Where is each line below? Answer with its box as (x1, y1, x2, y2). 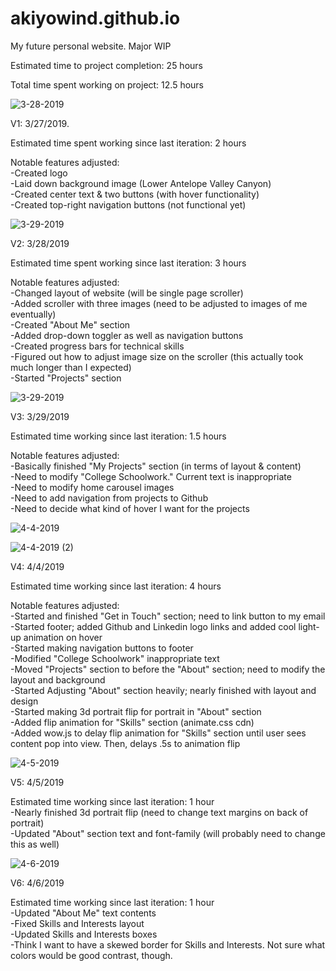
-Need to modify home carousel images (10, 481, 175, 493)
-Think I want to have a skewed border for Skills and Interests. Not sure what (10, 938, 326, 951)
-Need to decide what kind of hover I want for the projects (10, 502, 250, 514)
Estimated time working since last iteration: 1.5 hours (10, 430, 227, 442)
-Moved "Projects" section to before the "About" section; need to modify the (10, 663, 326, 675)
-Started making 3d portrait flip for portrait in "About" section (10, 705, 262, 717)
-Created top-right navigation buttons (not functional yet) (10, 198, 247, 211)
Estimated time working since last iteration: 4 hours (10, 580, 222, 592)
